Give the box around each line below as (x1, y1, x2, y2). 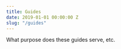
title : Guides (6, 8, 42, 15)
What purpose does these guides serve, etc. (6, 36, 115, 44)
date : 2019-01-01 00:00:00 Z (6, 14, 79, 20)
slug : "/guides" (6, 20, 46, 26)
